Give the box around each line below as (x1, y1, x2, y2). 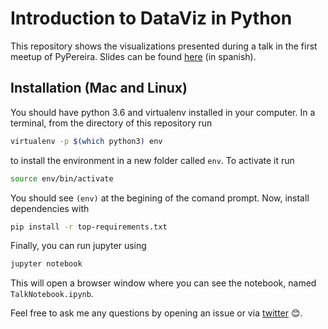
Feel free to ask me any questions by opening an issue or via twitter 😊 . (10, 307, 303, 319)
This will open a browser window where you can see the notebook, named (10, 277, 317, 289)
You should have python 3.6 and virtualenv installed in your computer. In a (10, 106, 316, 118)
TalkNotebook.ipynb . (10, 288, 94, 300)
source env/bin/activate (10, 173, 114, 184)
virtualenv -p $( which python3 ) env (10, 136, 163, 146)
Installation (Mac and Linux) (10, 80, 188, 97)
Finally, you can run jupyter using (10, 240, 147, 252)
